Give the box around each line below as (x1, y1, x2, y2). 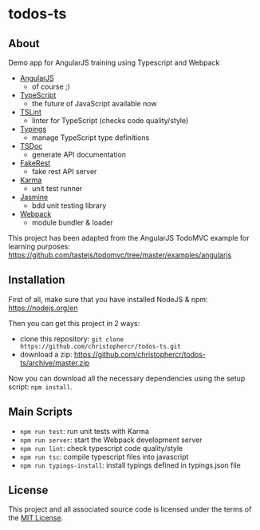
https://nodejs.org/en (8, 303, 78, 313)
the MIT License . (8, 513, 64, 523)
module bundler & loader (31, 217, 113, 227)
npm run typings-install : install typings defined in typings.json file (19, 460, 241, 470)
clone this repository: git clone (19, 333, 124, 344)
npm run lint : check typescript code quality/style (19, 443, 183, 452)
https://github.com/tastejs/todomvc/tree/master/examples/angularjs (8, 250, 232, 260)
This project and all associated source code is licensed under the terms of (8, 504, 252, 514)
